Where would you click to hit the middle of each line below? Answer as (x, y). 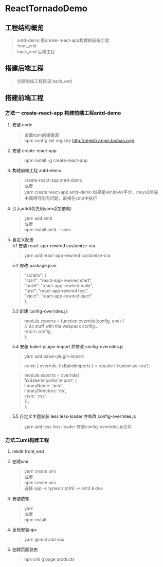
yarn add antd (38, 218)
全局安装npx (24, 529)
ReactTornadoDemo (46, 9)
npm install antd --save (47, 229)
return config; (38, 331)
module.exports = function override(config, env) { (74, 321)
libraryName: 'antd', (44, 385)
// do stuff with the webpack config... (61, 326)
